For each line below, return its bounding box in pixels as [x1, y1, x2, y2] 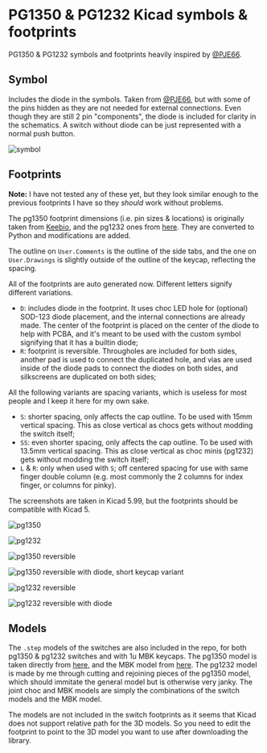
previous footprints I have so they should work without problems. [8, 198, 224, 207]
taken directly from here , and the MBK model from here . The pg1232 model [8, 660, 257, 670]
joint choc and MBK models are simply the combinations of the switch [8, 686, 240, 696]
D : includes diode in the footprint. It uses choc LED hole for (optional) [19, 303, 249, 312]
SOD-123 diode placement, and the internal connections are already [19, 312, 245, 321]
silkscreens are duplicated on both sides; [19, 371, 157, 381]
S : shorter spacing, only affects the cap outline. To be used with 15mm [19, 412, 253, 421]
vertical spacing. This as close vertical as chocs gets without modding [19, 420, 253, 429]
